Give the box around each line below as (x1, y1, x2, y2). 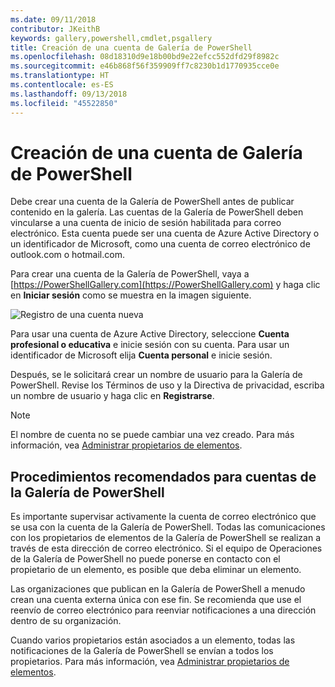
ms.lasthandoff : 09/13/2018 (10, 89, 128, 99)
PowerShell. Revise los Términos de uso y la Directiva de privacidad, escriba (10, 379, 325, 391)
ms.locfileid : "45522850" (10, 98, 118, 108)
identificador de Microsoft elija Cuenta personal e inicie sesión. (10, 349, 273, 361)
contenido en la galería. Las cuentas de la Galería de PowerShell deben (10, 206, 304, 218)
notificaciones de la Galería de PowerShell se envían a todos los (10, 645, 274, 657)
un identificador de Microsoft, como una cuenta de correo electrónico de (10, 238, 311, 250)
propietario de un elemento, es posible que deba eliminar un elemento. (10, 564, 302, 576)
